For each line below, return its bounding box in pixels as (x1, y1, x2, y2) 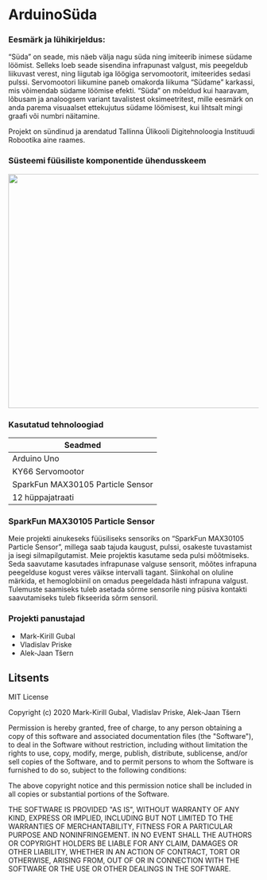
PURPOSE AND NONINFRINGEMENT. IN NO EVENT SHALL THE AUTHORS (8, 831, 253, 840)
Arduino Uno (12, 453, 60, 464)
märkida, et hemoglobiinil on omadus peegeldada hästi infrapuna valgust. (8, 576, 249, 586)
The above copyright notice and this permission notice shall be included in (8, 781, 252, 791)
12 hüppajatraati (12, 492, 74, 503)
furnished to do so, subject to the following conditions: (8, 765, 187, 775)
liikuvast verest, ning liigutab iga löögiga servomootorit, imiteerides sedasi (8, 69, 251, 79)
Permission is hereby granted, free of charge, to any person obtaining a (8, 723, 242, 733)
